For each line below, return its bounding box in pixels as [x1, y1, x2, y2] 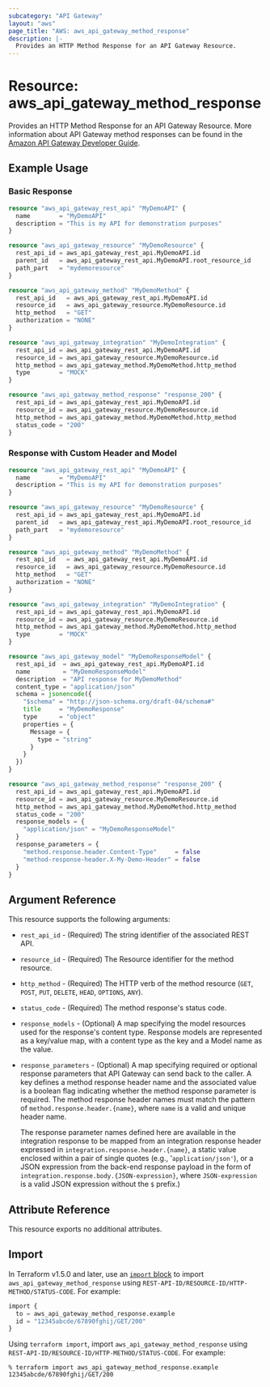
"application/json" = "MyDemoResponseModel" [23, 826, 175, 834]
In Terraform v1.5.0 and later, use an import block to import [8, 1269, 205, 1278]
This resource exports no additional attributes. [8, 1224, 162, 1234]
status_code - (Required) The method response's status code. [19, 1003, 227, 1013]
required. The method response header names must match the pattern [19, 1095, 255, 1104]
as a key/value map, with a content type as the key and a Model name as [19, 1036, 263, 1046]
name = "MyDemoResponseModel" [15, 668, 147, 676]
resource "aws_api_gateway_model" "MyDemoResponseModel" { [8, 653, 212, 661]
